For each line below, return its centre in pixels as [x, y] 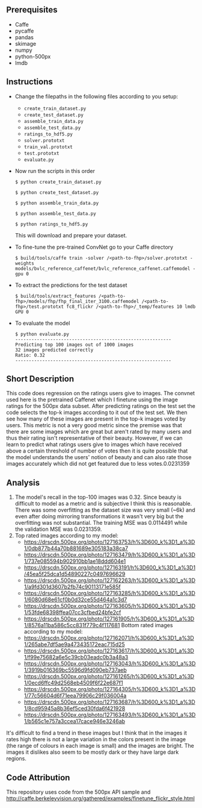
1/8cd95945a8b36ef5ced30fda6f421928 [75, 709]
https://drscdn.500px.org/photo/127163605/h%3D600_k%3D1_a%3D [110, 606]
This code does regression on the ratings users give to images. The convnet [101, 393]
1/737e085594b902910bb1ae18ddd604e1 [75, 561]
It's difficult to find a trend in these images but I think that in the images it [97, 733]
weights [24, 263]
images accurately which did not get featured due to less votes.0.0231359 [98, 464]
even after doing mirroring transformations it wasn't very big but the [99, 516]
